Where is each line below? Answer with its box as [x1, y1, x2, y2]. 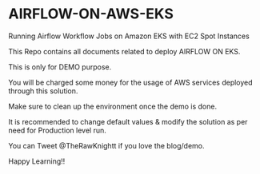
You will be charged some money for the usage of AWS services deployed [8, 77, 254, 87]
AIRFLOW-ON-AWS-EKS [8, 5, 174, 23]
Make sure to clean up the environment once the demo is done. [8, 101, 218, 111]
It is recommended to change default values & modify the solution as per [8, 117, 248, 126]
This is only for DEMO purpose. [8, 61, 112, 72]
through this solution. [8, 85, 78, 96]
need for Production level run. [8, 125, 106, 135]
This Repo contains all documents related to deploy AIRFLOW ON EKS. [8, 46, 241, 56]
